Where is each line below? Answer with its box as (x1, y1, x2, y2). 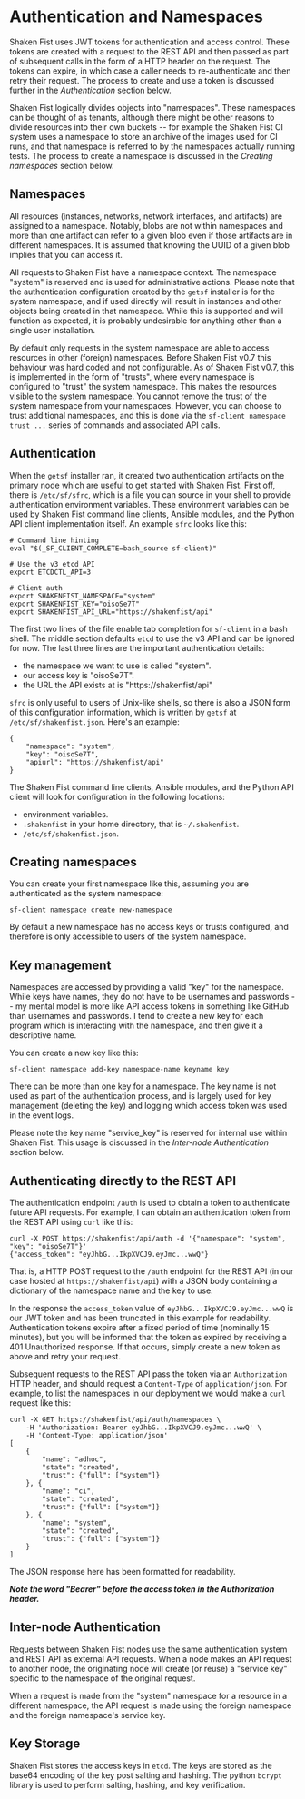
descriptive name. (9, 1030, 77, 1041)
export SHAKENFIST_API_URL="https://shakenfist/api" (9, 607, 213, 617)
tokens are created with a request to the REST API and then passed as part (9, 45, 289, 56)
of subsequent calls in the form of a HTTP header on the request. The (9, 55, 271, 66)
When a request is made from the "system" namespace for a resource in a (9, 1690, 288, 1701)
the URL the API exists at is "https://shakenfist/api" (22, 679, 213, 690)
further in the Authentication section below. (9, 84, 172, 95)
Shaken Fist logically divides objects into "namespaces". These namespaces (9, 102, 296, 113)
